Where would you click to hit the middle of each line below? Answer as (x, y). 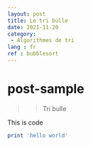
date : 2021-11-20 (33, 27)
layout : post (27, 14)
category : (22, 34)
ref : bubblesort (33, 54)
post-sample (46, 89)
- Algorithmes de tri (42, 41)
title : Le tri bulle (38, 21)
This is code (25, 122)
